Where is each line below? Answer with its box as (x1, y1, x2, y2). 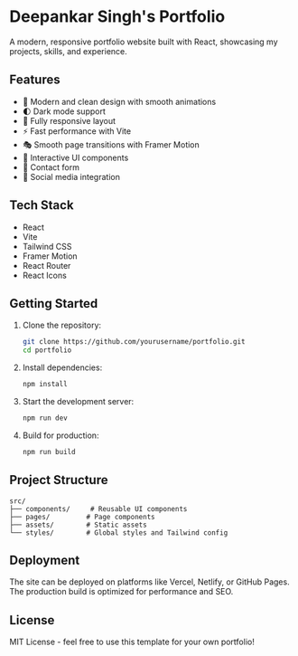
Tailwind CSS (22, 241, 72, 252)
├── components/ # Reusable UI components (9, 504, 188, 513)
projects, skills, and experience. (9, 45, 128, 56)
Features (9, 72, 61, 88)
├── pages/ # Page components (9, 512, 155, 521)
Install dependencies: (22, 362, 103, 373)
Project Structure (9, 472, 108, 488)
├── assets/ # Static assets (9, 520, 147, 529)
